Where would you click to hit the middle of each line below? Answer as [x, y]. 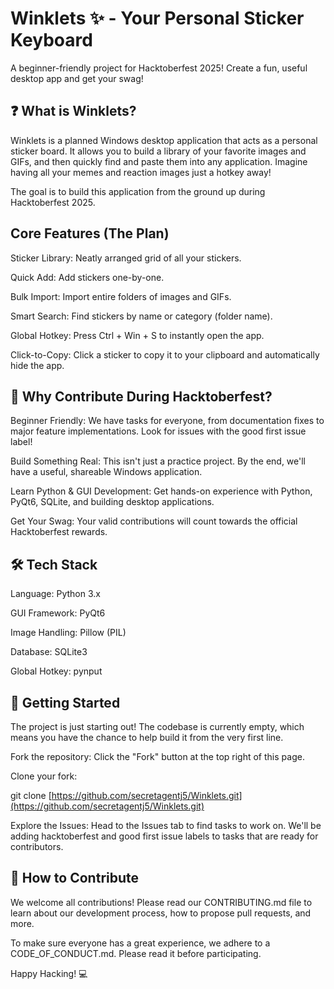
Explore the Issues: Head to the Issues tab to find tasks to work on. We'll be [166, 825]
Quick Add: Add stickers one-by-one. [87, 277]
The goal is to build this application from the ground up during [138, 191]
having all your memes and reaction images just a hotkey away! [141, 172]
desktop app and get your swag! [77, 78]
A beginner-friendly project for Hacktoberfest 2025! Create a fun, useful [159, 68]
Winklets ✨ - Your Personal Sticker [157, 18]
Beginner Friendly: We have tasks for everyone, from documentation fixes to [167, 421]
